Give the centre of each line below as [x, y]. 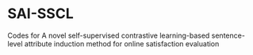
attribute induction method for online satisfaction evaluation [122, 43]
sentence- [228, 35]
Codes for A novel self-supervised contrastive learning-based [109, 35]
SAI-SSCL [40, 14]
